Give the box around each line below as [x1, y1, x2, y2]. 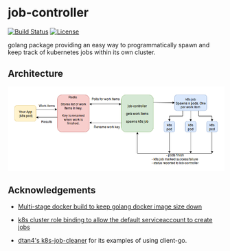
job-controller [8, 5, 89, 21]
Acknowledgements [8, 184, 96, 196]
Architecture [8, 68, 64, 80]
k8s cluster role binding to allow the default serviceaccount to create [17, 215, 213, 224]
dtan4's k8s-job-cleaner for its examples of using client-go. [17, 236, 187, 244]
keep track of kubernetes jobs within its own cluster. [8, 48, 156, 56]
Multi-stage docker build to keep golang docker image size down [17, 202, 202, 211]
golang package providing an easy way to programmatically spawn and [8, 40, 210, 49]
